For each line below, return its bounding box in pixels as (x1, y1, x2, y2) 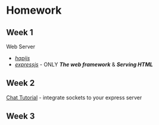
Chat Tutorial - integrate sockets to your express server (6, 93, 142, 101)
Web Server (6, 43, 36, 50)
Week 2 (6, 78, 35, 88)
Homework (6, 4, 62, 17)
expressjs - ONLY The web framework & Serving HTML (14, 61, 153, 68)
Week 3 (6, 111, 35, 121)
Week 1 (6, 27, 33, 37)
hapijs (14, 55, 30, 61)
